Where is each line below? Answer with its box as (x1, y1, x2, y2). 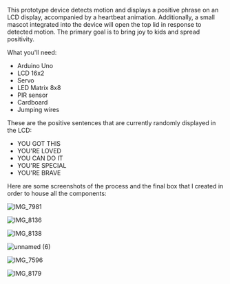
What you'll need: (7, 48, 57, 56)
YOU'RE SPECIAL (17, 162, 67, 169)
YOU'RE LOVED (17, 147, 62, 155)
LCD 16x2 (17, 69, 45, 77)
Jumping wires (17, 106, 60, 113)
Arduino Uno (17, 62, 54, 69)
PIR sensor (17, 91, 48, 99)
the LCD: (7, 127, 32, 134)
